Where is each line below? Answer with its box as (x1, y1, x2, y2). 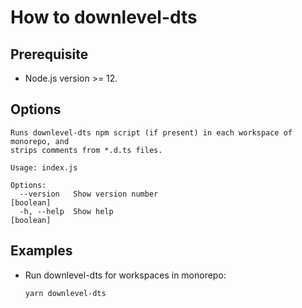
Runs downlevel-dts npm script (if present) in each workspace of (10, 127, 293, 138)
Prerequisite (10, 46, 89, 63)
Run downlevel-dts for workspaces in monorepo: (24, 269, 227, 281)
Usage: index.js (10, 162, 78, 173)
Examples (10, 242, 73, 260)
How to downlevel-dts (10, 6, 198, 29)
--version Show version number (19, 189, 159, 199)
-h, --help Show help (19, 206, 114, 216)
